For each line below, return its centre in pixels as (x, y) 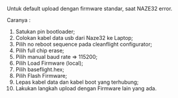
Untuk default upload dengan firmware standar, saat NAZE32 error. (90, 9)
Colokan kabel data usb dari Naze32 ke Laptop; (74, 38)
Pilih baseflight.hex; (40, 69)
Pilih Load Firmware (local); (49, 63)
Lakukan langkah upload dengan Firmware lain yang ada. (86, 88)
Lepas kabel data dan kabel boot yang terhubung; (77, 82)
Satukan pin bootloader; (45, 31)
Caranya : (19, 20)
